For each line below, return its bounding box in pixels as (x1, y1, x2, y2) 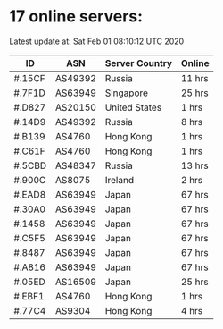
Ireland (104, 173, 135, 186)
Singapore (104, 87, 149, 99)
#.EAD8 (13, 188, 46, 200)
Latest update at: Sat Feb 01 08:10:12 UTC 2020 (9, 36, 185, 46)
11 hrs (180, 72, 209, 84)
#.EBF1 (13, 290, 45, 302)
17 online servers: (9, 6, 144, 27)
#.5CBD (13, 159, 47, 172)
